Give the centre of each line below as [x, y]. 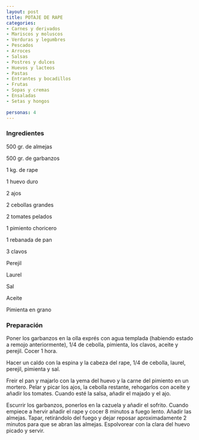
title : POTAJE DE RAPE [35, 17]
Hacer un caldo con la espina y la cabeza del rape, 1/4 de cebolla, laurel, [96, 362]
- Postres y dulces [31, 62]
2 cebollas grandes [30, 204]
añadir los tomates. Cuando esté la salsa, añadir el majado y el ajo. [89, 393]
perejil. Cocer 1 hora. [32, 351]
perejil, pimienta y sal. [33, 369]
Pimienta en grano [29, 310]
